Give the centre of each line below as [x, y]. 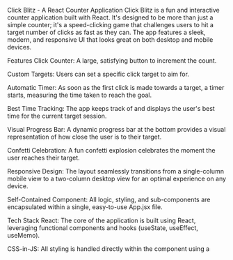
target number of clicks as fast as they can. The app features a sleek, [107, 32]
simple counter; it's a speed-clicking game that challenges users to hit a [111, 25]
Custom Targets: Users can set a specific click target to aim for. [98, 74]
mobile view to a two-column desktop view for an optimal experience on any [117, 178]
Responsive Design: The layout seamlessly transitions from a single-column [116, 171]
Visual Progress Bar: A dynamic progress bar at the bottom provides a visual [116, 129]
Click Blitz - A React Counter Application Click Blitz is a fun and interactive [114, 10]
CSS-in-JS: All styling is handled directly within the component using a [109, 249]
